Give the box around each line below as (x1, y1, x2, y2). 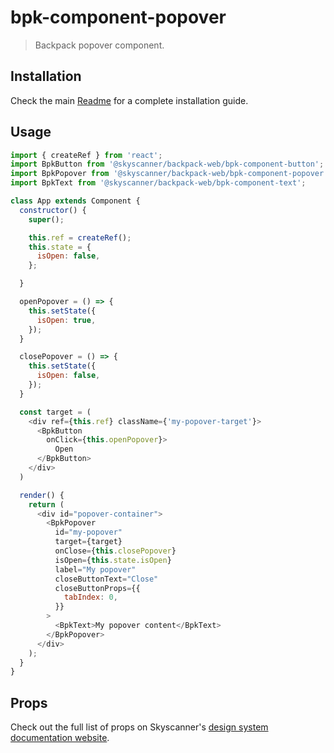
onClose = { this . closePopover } (54, 546, 177, 556)
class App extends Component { (10, 196, 141, 206)
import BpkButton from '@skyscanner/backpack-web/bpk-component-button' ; (10, 159, 325, 170)
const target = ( (19, 407, 92, 417)
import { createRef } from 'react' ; (10, 150, 163, 160)
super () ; (28, 214, 65, 225)
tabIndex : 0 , (63, 592, 118, 603)
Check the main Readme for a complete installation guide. (10, 94, 249, 106)
